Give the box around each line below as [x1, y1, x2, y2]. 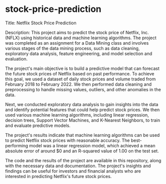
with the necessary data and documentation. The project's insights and [5, 163, 151, 169]
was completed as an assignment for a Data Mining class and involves [5, 40, 149, 46]
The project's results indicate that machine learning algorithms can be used [5, 132, 160, 138]
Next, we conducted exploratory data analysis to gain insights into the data [5, 101, 159, 107]
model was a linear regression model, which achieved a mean [29, 142, 156, 148]
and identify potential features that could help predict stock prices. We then [5, 107, 160, 113]
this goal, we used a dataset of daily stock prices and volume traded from [5, 76, 156, 82]
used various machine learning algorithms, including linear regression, [5, 112, 149, 118]
